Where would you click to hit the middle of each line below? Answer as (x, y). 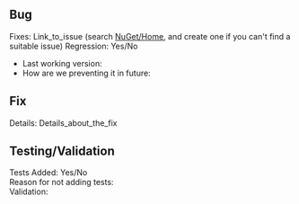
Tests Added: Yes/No (48, 173)
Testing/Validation (62, 151)
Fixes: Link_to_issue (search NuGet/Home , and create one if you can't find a (150, 36)
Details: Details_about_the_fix (63, 123)
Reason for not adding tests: (62, 182)
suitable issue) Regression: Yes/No (74, 46)
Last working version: (62, 63)
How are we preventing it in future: (86, 73)
